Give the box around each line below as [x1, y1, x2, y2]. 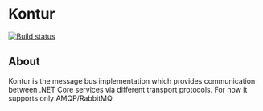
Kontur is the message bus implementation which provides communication [8, 76, 256, 85]
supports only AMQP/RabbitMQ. [8, 93, 115, 103]
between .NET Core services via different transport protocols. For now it [8, 84, 248, 94]
